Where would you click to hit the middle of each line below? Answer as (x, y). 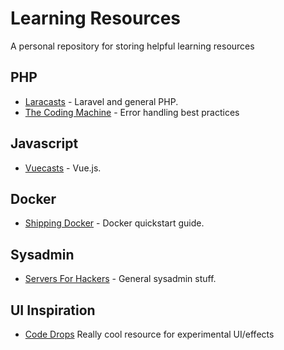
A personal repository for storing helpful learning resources (132, 46)
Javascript (44, 143)
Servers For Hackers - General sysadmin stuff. (120, 279)
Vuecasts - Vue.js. (63, 168)
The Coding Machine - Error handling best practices (132, 112)
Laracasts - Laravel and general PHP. (101, 101)
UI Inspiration (53, 310)
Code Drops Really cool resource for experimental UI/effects (149, 334)
